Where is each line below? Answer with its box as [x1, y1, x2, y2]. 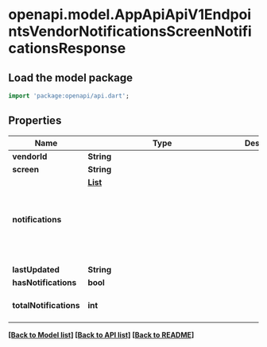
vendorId [12, 151, 48, 162]
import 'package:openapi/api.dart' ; [8, 92, 130, 100]
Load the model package [8, 71, 133, 84]
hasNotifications [12, 276, 77, 287]
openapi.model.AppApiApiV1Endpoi [8, 6, 252, 24]
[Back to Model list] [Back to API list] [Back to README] [8, 330, 195, 339]
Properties [8, 114, 62, 128]
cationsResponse [8, 40, 126, 57]
